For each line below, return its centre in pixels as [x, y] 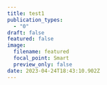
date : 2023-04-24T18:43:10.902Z [53, 71]
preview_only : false [43, 64]
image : [17, 45]
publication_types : [35, 20]
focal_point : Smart [41, 58]
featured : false [30, 39]
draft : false [26, 33]
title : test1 [26, 13]
